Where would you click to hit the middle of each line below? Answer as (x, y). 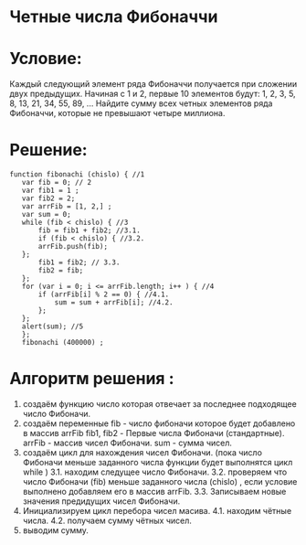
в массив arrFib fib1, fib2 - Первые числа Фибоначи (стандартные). (153, 433)
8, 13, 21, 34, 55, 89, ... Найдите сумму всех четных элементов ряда (141, 103)
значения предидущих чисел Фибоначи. (101, 501)
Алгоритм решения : (92, 379)
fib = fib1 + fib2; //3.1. (90, 230)
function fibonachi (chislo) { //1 (77, 175)
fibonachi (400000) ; (63, 343)
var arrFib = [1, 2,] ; (67, 207)
